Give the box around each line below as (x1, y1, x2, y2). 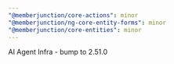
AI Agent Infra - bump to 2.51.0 (8, 48, 108, 57)
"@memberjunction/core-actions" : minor (8, 11, 139, 20)
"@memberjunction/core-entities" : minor (8, 26, 143, 34)
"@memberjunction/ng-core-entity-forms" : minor (8, 19, 167, 27)
